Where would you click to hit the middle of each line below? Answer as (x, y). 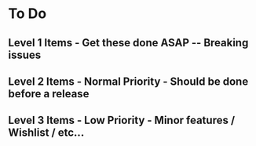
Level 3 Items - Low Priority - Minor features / (122, 120)
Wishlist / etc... (46, 133)
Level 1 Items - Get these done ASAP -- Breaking (128, 43)
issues (25, 55)
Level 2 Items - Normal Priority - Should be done (128, 81)
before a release (49, 94)
